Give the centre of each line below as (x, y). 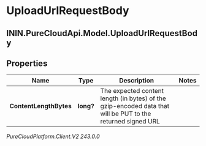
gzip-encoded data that (135, 106)
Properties (27, 63)
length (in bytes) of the (133, 98)
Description (137, 81)
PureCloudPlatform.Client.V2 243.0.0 (53, 137)
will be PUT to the (126, 114)
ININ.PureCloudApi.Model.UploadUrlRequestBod (102, 33)
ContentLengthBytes (40, 106)
